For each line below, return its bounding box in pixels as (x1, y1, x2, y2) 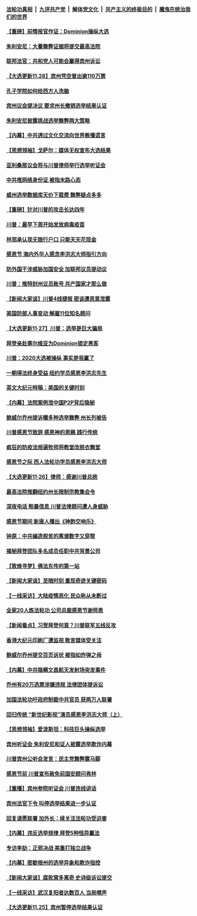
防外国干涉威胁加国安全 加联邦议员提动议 (6, 265, 107, 272)
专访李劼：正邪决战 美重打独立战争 (6, 844, 91, 851)
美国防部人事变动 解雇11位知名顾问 (6, 310, 91, 317)
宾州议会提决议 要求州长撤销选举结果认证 (6, 102, 107, 109)
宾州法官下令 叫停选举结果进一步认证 (6, 800, 97, 807)
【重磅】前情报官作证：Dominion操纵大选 (6, 28, 109, 35)
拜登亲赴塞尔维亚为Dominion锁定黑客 (6, 340, 99, 347)
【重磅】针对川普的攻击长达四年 (6, 206, 85, 213)
